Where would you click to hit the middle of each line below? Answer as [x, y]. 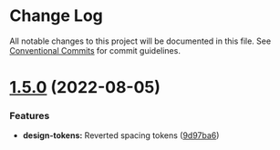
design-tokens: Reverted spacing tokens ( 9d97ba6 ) [121, 135]
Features [30, 116]
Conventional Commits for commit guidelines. [95, 50]
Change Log [56, 16]
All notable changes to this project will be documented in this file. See [140, 41]
